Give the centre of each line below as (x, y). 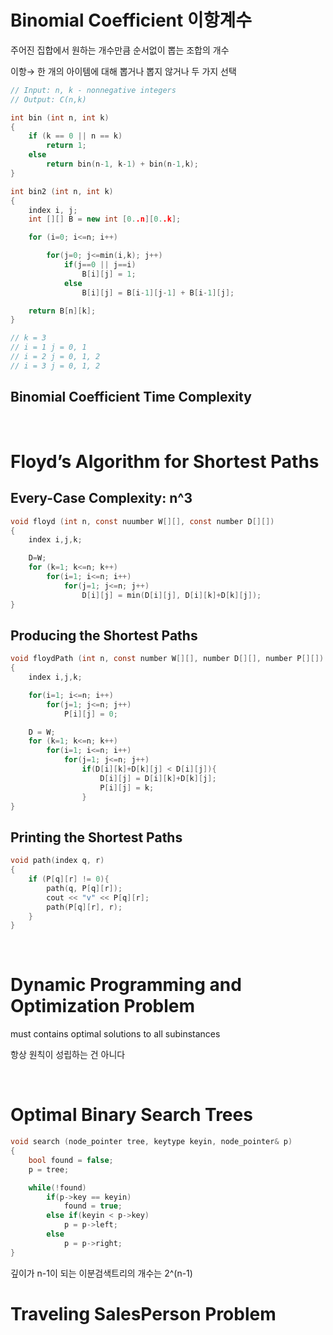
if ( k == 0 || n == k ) (75, 136)
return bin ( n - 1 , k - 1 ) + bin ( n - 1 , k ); (122, 164)
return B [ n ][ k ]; (62, 311)
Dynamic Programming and (126, 985)
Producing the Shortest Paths (104, 635)
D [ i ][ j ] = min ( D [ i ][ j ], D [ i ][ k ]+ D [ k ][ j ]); (171, 595)
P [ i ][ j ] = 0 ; (90, 714)
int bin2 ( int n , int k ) (62, 191)
